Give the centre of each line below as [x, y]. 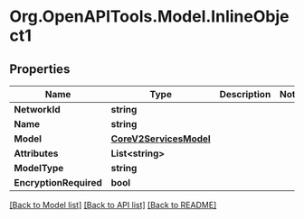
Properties [40, 69]
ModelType [39, 168]
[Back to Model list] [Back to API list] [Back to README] [113, 205]
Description [245, 94]
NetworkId [37, 109]
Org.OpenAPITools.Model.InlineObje [149, 17]
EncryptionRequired [58, 182]
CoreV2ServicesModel [161, 139]
